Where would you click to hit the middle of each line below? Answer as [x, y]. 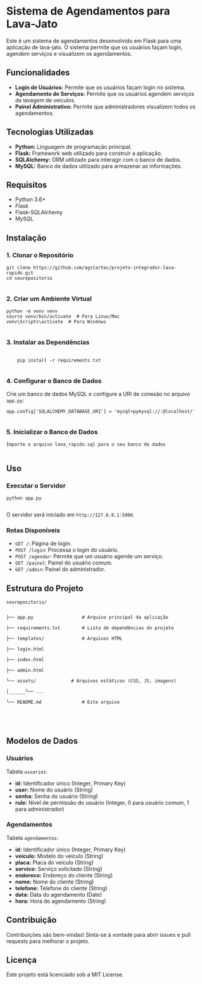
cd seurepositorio [29, 279]
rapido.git [20, 273]
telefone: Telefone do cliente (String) [61, 888]
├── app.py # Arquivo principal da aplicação [87, 617]
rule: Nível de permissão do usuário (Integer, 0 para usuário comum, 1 [102, 802]
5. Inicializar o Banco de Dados [52, 432]
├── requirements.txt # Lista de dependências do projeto [90, 628]
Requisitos [27, 185]
